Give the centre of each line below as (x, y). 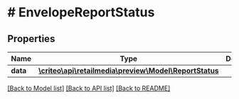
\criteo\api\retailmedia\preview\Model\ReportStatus (128, 71)
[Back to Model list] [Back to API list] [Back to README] (89, 88)
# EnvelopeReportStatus (81, 12)
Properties (31, 39)
